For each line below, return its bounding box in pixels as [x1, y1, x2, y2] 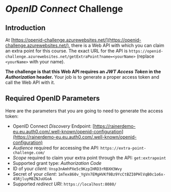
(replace [137, 53, 155, 59]
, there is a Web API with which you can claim [68, 42, 164, 49]
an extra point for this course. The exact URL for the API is [5, 48, 128, 54]
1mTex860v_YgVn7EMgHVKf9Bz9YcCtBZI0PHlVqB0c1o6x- [58, 172, 166, 177]
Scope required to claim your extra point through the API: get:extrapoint [12, 154, 166, 161]
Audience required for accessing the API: [12, 145, 100, 151]
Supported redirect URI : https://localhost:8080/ [12, 181, 116, 187]
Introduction [5, 23, 46, 32]
